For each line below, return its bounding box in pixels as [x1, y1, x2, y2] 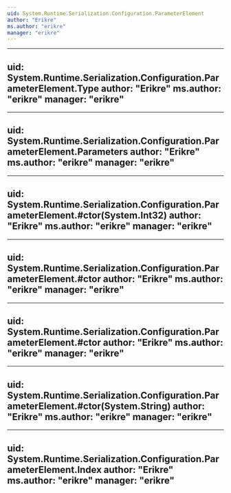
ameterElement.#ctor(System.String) [7, 400, 171, 412]
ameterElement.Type [7, 83, 100, 94]
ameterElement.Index [7, 463, 102, 475]
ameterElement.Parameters [7, 146, 129, 158]
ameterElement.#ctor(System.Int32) [7, 210, 167, 221]
